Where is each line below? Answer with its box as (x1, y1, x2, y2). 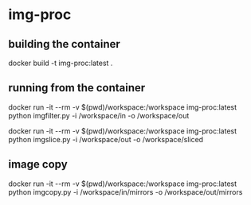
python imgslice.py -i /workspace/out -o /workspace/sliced (8, 134, 204, 144)
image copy (8, 157, 68, 172)
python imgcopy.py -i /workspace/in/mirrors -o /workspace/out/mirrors (8, 187, 243, 196)
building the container (8, 37, 121, 51)
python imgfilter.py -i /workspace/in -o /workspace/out (8, 110, 190, 120)
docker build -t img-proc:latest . (8, 58, 113, 68)
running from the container (8, 81, 146, 95)
